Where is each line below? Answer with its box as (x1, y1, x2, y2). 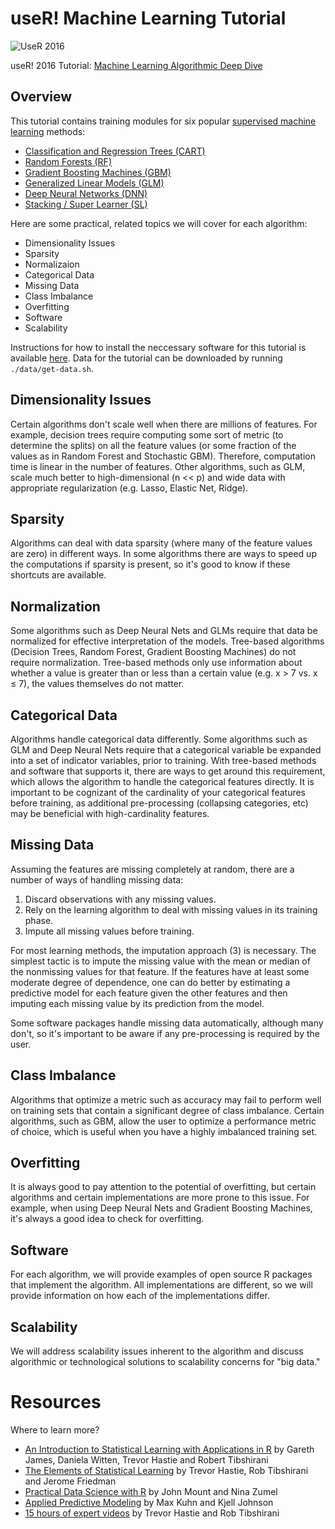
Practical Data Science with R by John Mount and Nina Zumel (24, 1486, 278, 1497)
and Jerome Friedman (24, 1475, 117, 1487)
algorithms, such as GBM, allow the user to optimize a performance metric (10, 1115, 317, 1127)
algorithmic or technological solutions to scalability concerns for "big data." (10, 1356, 321, 1368)
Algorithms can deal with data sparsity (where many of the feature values (10, 537, 313, 549)
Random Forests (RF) (24, 155, 112, 167)
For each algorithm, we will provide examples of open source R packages (10, 1268, 313, 1281)
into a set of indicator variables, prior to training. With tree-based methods (10, 755, 317, 766)
